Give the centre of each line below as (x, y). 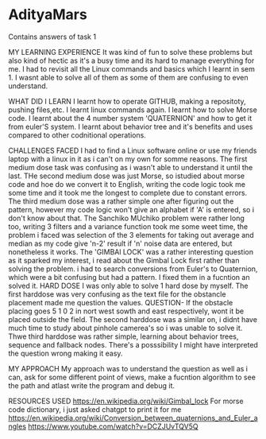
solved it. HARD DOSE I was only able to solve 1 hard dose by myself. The (128, 286)
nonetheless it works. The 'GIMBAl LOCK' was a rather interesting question (131, 251)
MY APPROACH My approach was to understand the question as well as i (128, 368)
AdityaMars (48, 15)
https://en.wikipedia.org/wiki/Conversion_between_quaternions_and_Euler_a (133, 418)
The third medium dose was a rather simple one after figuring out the (121, 201)
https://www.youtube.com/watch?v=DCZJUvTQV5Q (113, 426)
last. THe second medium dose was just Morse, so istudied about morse (126, 176)
